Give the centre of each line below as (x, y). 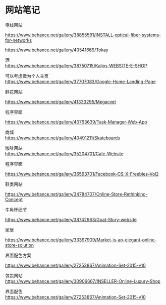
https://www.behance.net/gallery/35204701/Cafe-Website (64, 153)
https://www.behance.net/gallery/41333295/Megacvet (61, 102)
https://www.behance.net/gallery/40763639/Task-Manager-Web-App (76, 122)
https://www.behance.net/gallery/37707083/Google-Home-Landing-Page (81, 81)
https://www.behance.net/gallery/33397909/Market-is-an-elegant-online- (81, 240)
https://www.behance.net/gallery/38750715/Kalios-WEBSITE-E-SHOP (76, 66)
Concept (14, 199)
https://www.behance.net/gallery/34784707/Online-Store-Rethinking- (76, 194)
